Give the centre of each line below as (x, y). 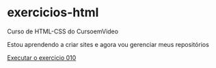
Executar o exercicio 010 (42, 57)
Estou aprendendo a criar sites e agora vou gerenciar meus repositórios (108, 44)
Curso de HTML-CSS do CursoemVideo (63, 31)
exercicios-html (53, 13)
